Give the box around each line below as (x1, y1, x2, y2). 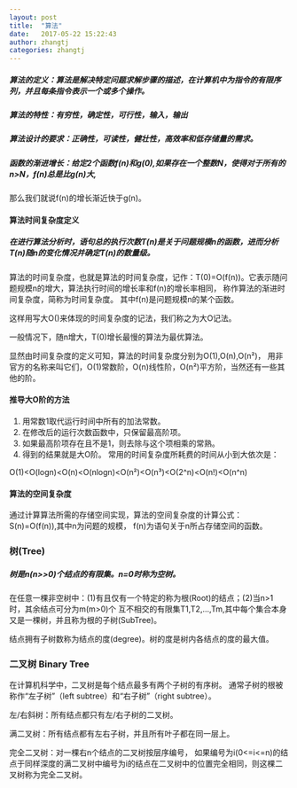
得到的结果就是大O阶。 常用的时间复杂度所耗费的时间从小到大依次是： (21, 449, 279, 459)
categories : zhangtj (9, 46, 86, 55)
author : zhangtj (9, 37, 69, 47)
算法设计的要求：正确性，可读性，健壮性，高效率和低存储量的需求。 (9, 134, 258, 144)
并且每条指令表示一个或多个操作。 (24, 85, 149, 96)
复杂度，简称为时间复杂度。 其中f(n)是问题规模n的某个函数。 (16, 293, 239, 304)
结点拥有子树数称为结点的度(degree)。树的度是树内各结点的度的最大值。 (9, 634, 274, 644)
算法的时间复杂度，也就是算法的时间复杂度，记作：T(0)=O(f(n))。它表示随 (9, 271, 280, 282)
